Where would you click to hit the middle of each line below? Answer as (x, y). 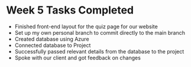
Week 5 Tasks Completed (70, 10)
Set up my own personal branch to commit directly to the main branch (100, 32)
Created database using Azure (52, 39)
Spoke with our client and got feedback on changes (77, 58)
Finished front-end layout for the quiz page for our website (86, 26)
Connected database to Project (53, 45)
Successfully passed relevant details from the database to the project (99, 51)
